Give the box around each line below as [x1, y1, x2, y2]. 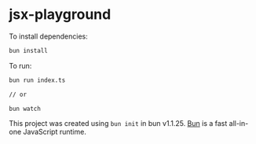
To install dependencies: [9, 31, 89, 41]
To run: [9, 61, 32, 70]
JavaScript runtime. [23, 127, 87, 137]
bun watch [9, 105, 42, 113]
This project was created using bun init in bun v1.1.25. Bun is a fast [9, 119, 228, 128]
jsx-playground [9, 6, 112, 24]
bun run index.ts [9, 76, 66, 84]
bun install [9, 46, 48, 54]
